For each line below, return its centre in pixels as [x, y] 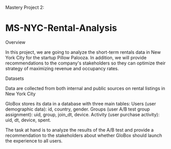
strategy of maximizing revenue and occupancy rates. [62, 68]
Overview [15, 42]
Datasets [15, 78]
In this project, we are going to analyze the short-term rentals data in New [83, 52]
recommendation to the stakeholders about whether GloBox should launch [84, 135]
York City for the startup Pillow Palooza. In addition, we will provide [76, 57]
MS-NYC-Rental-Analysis [61, 28]
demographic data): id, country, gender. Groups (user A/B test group [78, 109]
